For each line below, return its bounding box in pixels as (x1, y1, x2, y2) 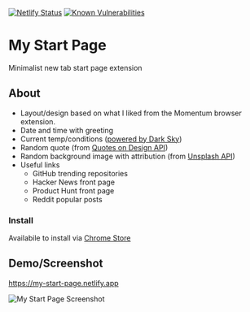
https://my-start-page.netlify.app (8, 278, 120, 288)
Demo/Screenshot (8, 257, 103, 271)
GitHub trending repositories (32, 168, 129, 178)
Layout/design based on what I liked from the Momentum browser (20, 108, 243, 118)
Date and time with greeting (20, 125, 114, 135)
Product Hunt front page (32, 185, 115, 195)
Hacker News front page (32, 177, 116, 187)
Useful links (20, 159, 60, 170)
